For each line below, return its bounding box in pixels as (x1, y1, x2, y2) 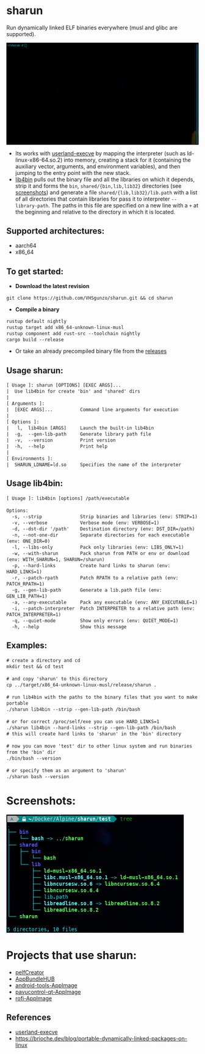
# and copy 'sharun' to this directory (6, 675, 108, 682)
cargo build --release (6, 337, 64, 343)
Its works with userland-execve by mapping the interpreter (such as (15, 149, 186, 157)
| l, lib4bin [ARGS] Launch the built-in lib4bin (6, 425, 154, 431)
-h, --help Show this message (12, 623, 127, 630)
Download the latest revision (15, 283, 90, 290)
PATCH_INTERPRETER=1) (6, 611, 62, 618)
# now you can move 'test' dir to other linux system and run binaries (6, 743, 192, 749)
